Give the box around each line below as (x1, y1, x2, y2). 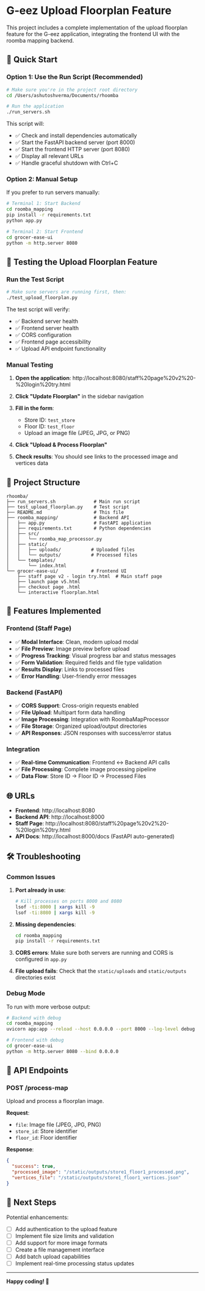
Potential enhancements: (6, 1214, 69, 1221)
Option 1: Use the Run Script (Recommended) (6, 73, 143, 81)
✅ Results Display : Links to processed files (15, 666, 124, 673)
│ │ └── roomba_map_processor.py (6, 536, 103, 542)
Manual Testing (6, 361, 54, 369)
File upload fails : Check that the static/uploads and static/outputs (15, 968, 187, 975)
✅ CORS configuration (15, 331, 72, 339)
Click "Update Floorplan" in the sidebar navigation (15, 393, 144, 400)
